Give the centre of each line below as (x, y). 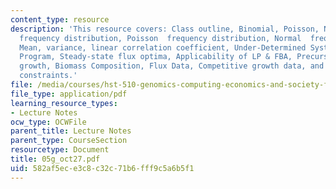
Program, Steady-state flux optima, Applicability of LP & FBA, (156, 57)
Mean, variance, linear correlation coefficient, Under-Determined (163, 47)
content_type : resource (60, 19)
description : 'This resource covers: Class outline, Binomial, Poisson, (165, 29)
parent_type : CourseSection (69, 141)
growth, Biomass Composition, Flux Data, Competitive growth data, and (172, 66)
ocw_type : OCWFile (48, 122)
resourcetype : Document (60, 150)
